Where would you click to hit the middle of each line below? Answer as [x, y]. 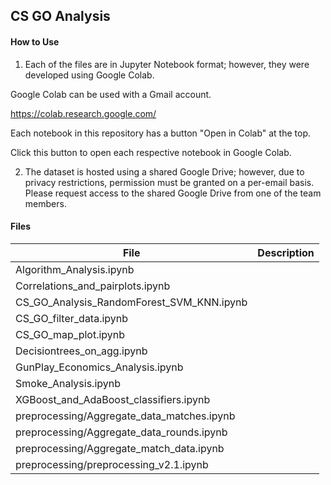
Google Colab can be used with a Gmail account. [111, 94]
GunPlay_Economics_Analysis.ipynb [99, 367]
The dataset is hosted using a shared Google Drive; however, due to [164, 171]
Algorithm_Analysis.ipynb [75, 269]
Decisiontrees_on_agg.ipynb [81, 351]
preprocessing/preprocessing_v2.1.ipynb [112, 464]
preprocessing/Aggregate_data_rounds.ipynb [121, 432]
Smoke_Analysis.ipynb [68, 383]
